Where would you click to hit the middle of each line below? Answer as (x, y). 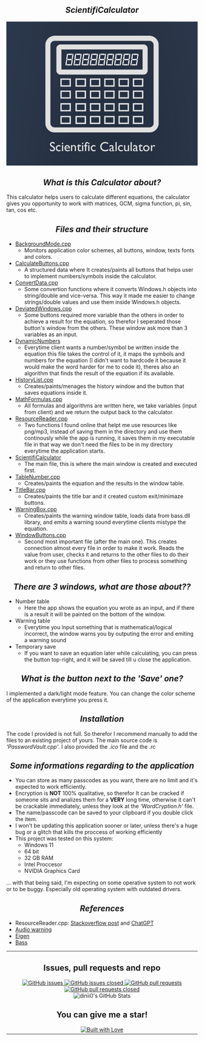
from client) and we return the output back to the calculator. (99, 412)
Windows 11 (39, 845)
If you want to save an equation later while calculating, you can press (110, 653)
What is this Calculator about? (102, 182)
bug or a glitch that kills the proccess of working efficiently (89, 832)
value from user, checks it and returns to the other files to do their (107, 555)
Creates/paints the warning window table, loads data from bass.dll (107, 516)
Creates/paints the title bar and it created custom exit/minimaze (104, 496)
